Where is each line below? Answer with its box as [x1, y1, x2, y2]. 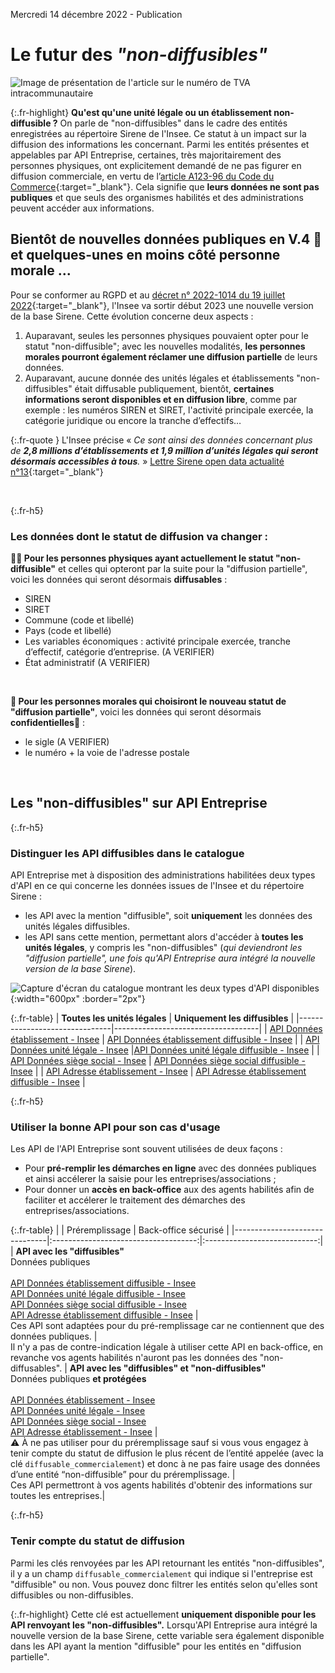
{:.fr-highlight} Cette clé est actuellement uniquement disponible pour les [10, 1608, 317, 1620]
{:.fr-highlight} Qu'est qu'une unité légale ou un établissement [10, 106, 272, 118]
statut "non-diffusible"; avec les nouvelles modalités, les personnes [24, 340, 306, 352]
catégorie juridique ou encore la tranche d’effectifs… [24, 414, 242, 426]
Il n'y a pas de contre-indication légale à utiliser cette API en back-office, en [10, 1341, 324, 1353]
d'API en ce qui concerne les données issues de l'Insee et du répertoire [10, 880, 305, 892]
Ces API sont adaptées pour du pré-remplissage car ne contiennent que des [10, 1320, 325, 1332]
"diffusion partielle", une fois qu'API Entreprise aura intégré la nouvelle [24, 952, 316, 964]
